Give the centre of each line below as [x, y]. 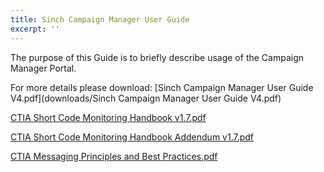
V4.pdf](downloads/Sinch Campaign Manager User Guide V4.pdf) [146, 98]
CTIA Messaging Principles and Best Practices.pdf [114, 156]
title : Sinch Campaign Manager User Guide [100, 19]
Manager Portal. [43, 68]
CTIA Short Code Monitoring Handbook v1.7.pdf [108, 117]
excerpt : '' [35, 29]
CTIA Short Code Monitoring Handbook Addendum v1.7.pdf [132, 137]
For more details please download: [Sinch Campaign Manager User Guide [162, 87]
